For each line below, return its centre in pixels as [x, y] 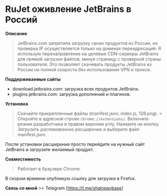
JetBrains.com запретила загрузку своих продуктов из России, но [87, 43]
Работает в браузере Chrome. [49, 169]
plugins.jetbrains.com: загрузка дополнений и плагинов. [72, 94]
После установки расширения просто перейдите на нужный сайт [75, 144]
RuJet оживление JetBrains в [68, 9]
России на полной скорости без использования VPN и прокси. [84, 69]
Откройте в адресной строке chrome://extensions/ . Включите [83, 118]
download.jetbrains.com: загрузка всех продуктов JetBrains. [76, 89]
